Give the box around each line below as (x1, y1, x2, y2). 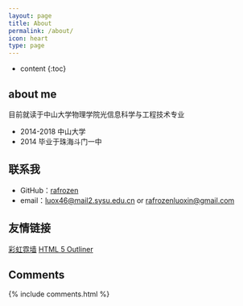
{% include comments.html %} (8, 289, 110, 299)
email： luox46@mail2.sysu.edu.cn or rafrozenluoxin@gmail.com (19, 195, 235, 205)
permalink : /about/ (8, 27, 74, 35)
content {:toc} (19, 64, 67, 73)
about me (8, 87, 57, 101)
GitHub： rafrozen (19, 185, 79, 195)
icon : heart (8, 34, 48, 43)
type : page (8, 42, 45, 50)
